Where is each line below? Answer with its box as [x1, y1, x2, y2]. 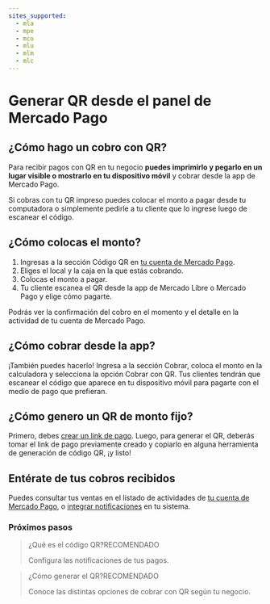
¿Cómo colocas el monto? [8, 236, 141, 250]
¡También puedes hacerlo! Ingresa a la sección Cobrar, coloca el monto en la [8, 360, 263, 370]
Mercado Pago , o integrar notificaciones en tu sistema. [8, 501, 191, 511]
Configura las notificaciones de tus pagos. [27, 556, 169, 565]
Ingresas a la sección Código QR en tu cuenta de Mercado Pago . [19, 257, 235, 266]
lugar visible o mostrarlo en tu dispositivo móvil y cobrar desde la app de [8, 170, 255, 180]
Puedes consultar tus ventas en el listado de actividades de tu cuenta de [8, 493, 250, 503]
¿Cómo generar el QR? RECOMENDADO [27, 571, 160, 581]
